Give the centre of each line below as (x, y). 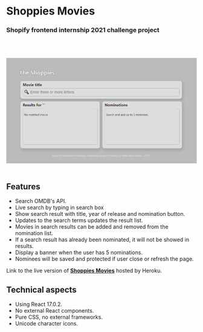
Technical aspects (41, 289)
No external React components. (54, 311)
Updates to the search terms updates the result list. (79, 220)
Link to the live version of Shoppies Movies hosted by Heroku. (84, 271)
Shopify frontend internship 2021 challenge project (83, 30)
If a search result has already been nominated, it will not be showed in (102, 239)
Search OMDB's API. (40, 201)
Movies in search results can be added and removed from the (92, 227)
